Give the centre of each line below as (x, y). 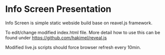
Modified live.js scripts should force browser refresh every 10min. (73, 47)
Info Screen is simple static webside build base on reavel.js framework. (79, 23)
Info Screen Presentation (58, 9)
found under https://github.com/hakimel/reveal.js (56, 38)
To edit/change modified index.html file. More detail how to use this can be (83, 32)
